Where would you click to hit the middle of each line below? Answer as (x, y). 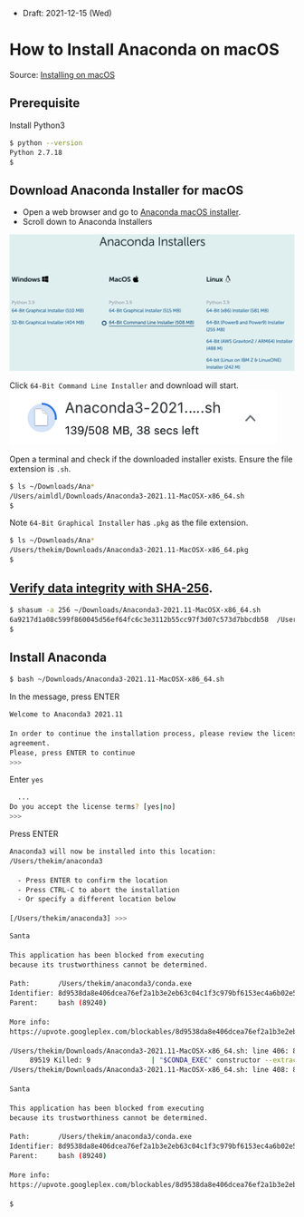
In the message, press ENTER (65, 696)
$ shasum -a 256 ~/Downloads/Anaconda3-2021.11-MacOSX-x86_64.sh (135, 610)
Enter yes (26, 780)
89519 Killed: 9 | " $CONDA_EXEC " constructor (145, 1060)
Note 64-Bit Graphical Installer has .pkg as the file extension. (129, 523)
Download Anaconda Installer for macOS (127, 190)
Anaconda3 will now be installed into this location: (113, 852)
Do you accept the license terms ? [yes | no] (93, 807)
